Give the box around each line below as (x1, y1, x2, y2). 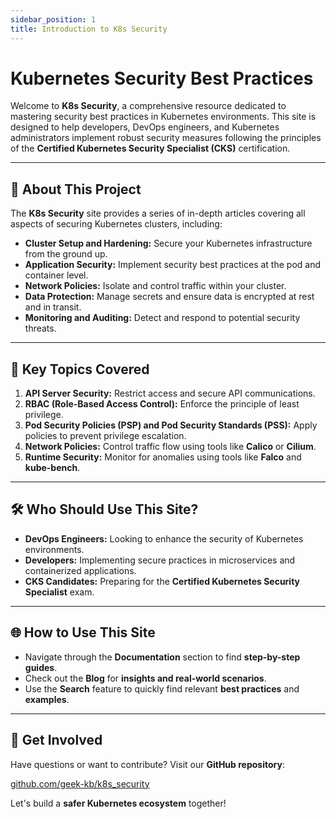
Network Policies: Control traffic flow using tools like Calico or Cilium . (24, 441, 317, 453)
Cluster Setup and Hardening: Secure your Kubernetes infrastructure (24, 237, 313, 250)
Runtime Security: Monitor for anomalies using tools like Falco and (24, 451, 302, 463)
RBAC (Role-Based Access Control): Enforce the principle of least (24, 398, 300, 410)
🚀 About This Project (10, 181, 142, 198)
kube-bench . (24, 462, 81, 474)
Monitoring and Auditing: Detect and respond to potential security (24, 312, 301, 324)
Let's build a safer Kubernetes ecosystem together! (10, 797, 227, 809)
